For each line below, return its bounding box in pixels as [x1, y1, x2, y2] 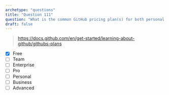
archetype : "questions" [5, 7, 56, 13]
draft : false [5, 21, 33, 27]
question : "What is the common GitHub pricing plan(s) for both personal [5, 17, 165, 22]
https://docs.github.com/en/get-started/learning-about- [17, 35, 135, 41]
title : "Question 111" [5, 12, 53, 17]
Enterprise [12, 62, 35, 68]
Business [12, 79, 32, 85]
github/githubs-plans [17, 41, 62, 47]
